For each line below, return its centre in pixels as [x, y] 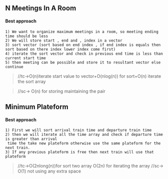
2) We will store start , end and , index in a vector [64, 40]
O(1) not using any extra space [49, 171]
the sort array [32, 81]
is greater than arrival [31, 139]
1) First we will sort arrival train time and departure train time [78, 130]
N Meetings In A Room [41, 8]
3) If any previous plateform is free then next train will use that [80, 152]
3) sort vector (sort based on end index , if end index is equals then [83, 45]
